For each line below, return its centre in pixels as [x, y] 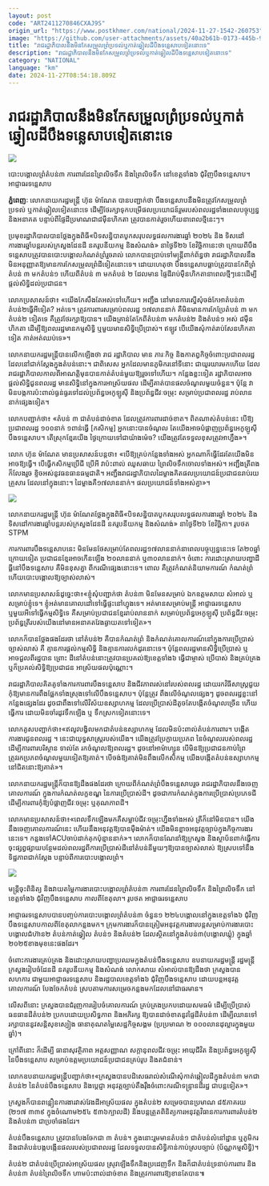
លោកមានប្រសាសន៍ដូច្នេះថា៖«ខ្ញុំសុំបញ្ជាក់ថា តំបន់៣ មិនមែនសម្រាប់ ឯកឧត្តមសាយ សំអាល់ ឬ [131, 593]
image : [19, 38]
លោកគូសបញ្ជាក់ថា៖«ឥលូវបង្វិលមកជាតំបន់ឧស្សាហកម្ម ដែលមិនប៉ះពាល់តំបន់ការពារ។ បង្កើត [129, 728]
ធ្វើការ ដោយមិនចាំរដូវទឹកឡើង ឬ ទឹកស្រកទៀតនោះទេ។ [79, 712]
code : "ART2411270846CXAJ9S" [57, 23]
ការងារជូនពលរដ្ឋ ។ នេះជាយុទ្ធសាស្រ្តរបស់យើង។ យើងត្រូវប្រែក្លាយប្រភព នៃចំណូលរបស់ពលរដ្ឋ [131, 738]
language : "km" [34, 68]
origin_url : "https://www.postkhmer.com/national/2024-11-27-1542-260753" [136, 30]
